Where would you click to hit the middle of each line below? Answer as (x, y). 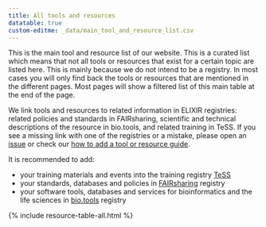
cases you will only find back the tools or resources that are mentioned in (129, 78)
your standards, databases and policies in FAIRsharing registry (122, 183)
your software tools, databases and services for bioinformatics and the (136, 192)
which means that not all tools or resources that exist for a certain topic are (131, 61)
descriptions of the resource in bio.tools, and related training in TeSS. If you (132, 127)
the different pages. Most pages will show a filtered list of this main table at (131, 87)
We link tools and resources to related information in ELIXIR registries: (123, 110)
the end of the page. (42, 95)
